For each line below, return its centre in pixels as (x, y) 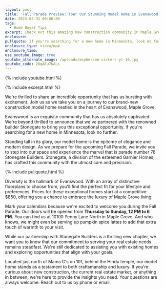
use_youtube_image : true (30, 55)
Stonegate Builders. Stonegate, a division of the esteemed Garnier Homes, (80, 157)
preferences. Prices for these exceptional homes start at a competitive (76, 192)
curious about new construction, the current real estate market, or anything (81, 272)
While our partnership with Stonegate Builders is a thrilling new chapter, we (81, 237)
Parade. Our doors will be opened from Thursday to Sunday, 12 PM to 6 (77, 212)
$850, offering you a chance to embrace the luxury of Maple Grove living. (79, 197)
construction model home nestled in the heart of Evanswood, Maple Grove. (81, 107)
